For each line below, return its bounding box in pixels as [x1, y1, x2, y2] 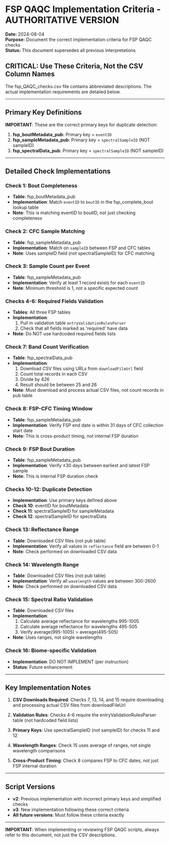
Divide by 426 [20, 376, 50, 382]
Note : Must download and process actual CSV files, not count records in [12, 387, 164, 393]
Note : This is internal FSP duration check [12, 473, 99, 479]
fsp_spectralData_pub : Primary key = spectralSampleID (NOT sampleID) [12, 147, 164, 154]
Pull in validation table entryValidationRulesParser [20, 320, 126, 326]
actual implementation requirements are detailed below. [5, 89, 121, 95]
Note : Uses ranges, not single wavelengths [12, 634, 103, 640]
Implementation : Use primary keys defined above [12, 497, 117, 504]
